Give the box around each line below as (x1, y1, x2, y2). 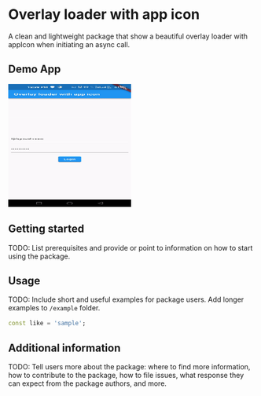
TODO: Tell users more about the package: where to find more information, (8, 362, 251, 372)
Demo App (8, 63, 61, 76)
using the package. (8, 251, 71, 261)
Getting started (8, 222, 85, 236)
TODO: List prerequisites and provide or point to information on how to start (8, 243, 253, 252)
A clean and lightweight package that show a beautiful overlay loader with (8, 31, 248, 41)
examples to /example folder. (8, 303, 101, 313)
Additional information (8, 341, 121, 354)
